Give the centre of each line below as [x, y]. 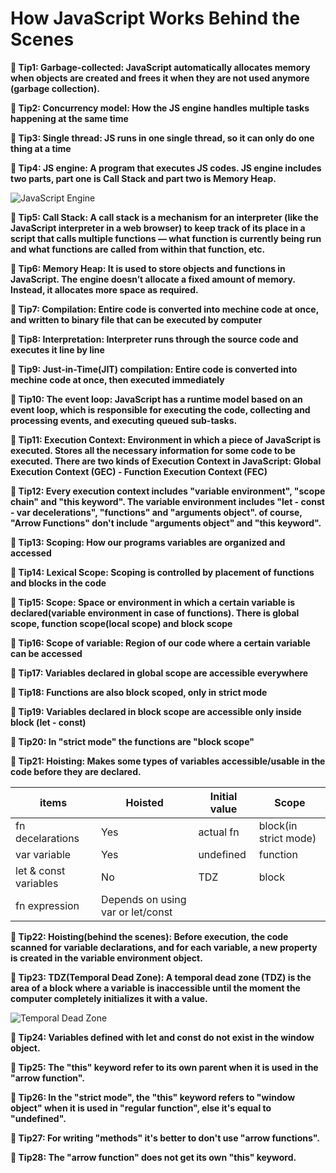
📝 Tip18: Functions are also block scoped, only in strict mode [139, 692]
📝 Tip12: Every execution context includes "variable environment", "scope [168, 491]
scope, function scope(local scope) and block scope [121, 623]
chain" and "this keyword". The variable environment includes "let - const [167, 501]
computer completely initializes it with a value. [109, 998]
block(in [278, 825]
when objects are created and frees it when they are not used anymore [160, 78]
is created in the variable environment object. [106, 958]
